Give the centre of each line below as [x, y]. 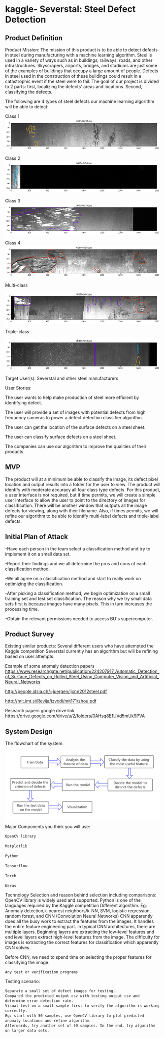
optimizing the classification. [34, 584]
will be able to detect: [27, 107]
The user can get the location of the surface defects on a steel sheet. [75, 427]
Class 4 [13, 243]
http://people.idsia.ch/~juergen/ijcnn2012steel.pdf [56, 692]
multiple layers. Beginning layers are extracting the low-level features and [80, 932]
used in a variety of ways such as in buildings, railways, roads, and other [79, 60]
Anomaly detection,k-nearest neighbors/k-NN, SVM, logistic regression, [78, 911]
